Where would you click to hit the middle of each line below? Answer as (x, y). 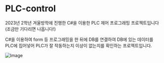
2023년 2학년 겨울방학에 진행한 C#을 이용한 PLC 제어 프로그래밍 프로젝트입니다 (82, 23)
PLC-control (30, 9)
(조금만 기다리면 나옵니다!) (30, 29)
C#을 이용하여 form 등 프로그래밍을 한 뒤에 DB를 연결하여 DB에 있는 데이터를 (79, 39)
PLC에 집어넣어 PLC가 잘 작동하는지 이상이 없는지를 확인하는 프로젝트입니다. (79, 45)
